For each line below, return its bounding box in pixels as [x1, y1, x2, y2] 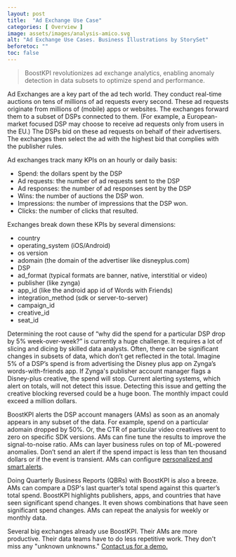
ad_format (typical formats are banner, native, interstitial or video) [17, 271, 208, 280]
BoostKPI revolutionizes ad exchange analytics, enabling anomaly [24, 68, 215, 77]
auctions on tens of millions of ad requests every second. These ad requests [7, 97, 229, 105]
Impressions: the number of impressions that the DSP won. [17, 199, 188, 207]
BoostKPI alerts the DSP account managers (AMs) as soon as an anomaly [7, 410, 220, 419]
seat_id [17, 315, 39, 324]
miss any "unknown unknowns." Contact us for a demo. [7, 542, 169, 550]
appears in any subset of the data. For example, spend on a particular [7, 417, 209, 426]
